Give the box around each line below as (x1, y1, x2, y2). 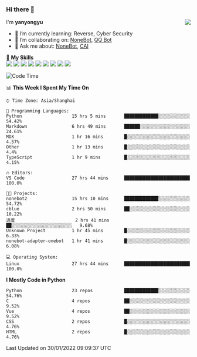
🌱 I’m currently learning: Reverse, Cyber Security (14, 30, 133, 37)
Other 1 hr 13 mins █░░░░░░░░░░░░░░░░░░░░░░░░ (6, 144, 191, 150)
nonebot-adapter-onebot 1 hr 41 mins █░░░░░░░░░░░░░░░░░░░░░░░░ (6, 238, 191, 244)
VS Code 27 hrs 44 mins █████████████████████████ (6, 175, 191, 181)
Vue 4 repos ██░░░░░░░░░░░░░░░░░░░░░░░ (6, 309, 191, 315)
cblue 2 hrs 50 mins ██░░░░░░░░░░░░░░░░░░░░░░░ (6, 206, 191, 212)
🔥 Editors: (6, 170, 33, 176)
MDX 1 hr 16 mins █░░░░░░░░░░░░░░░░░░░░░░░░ (6, 134, 191, 140)
